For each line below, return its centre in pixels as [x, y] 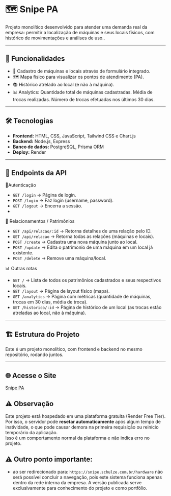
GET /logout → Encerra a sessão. [47, 206]
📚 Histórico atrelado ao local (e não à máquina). [63, 84]
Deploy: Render [29, 152]
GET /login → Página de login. [44, 195]
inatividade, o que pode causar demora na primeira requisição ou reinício [82, 427]
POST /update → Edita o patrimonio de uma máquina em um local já [83, 247]
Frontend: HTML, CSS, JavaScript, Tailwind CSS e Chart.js [74, 136]
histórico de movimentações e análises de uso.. [55, 38]
